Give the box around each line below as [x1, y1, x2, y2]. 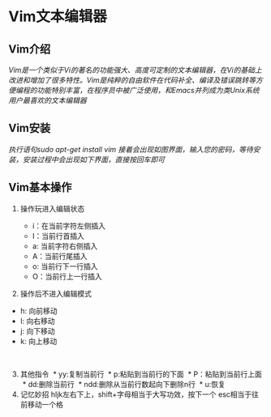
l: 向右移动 [19, 316, 55, 326]
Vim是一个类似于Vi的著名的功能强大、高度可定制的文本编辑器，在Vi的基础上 [8, 66, 262, 74]
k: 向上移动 [19, 336, 58, 346]
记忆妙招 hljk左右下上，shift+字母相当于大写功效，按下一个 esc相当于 [19, 389, 252, 399]
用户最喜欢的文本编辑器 [8, 96, 87, 105]
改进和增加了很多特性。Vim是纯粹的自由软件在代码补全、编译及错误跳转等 [8, 75, 256, 85]
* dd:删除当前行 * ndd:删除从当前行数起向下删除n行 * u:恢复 [22, 379, 226, 389]
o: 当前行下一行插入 [32, 261, 98, 271]
